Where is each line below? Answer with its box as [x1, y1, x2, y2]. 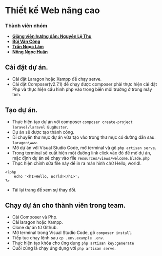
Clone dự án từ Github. [12, 224, 58, 230]
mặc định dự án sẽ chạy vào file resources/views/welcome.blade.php [12, 155, 150, 161]
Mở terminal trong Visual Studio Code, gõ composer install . [12, 230, 133, 235]
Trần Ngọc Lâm [12, 44, 44, 50]
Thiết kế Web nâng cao [5, 5, 100, 16]
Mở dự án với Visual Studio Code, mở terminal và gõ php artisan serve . [12, 145, 156, 151]
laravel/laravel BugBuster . [12, 124, 68, 130]
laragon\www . [12, 140, 38, 146]
